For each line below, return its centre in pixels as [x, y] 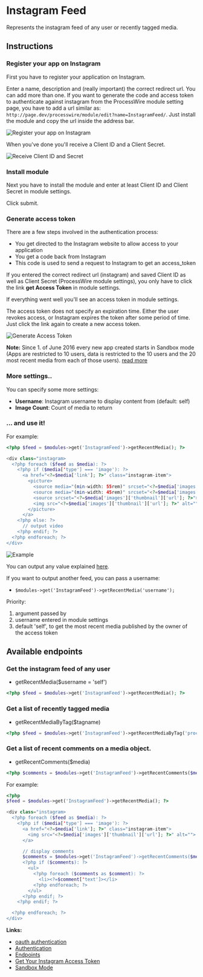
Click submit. [23, 203]
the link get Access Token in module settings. [63, 288]
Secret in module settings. [39, 191]
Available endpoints [44, 652]
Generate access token [41, 219]
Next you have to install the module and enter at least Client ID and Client [97, 185]
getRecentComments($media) [53, 762]
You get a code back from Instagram [60, 257]
